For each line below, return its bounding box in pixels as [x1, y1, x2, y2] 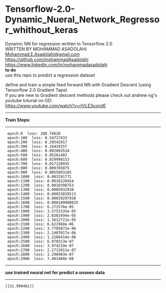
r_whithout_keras [5, 25, 78, 36]
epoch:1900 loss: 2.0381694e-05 [7, 213, 77, 218]
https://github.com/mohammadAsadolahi [5, 56, 89, 62]
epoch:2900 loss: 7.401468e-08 [7, 256, 74, 261]
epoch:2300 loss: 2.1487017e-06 [7, 230, 77, 235]
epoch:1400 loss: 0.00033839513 [7, 191, 77, 196]
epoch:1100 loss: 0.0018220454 [7, 179, 74, 183]
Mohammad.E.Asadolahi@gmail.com [5, 51, 80, 57]
